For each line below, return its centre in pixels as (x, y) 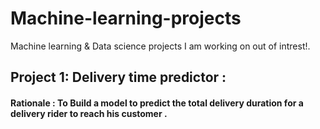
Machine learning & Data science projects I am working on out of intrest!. (160, 46)
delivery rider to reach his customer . (89, 113)
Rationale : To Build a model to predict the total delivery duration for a (157, 103)
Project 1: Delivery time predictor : (118, 77)
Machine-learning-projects (126, 18)
